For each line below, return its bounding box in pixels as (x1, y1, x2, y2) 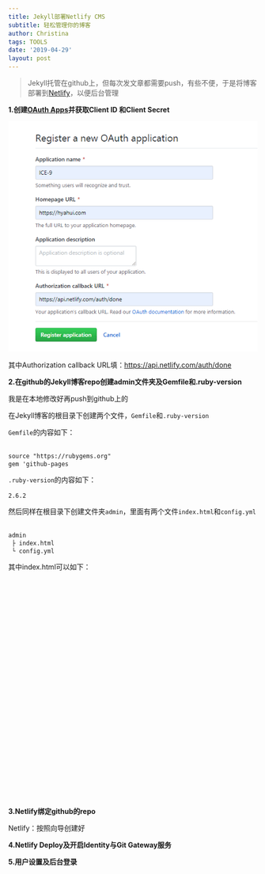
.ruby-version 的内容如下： (8, 475, 97, 484)
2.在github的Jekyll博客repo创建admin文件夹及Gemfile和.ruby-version (8, 377, 243, 386)
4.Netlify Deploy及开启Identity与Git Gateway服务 (8, 840, 172, 849)
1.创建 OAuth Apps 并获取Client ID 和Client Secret (8, 105, 170, 114)
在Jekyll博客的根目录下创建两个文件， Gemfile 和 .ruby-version (8, 410, 210, 420)
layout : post (8, 55, 51, 63)
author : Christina (8, 29, 69, 37)
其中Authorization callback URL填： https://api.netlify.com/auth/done (8, 360, 232, 370)
